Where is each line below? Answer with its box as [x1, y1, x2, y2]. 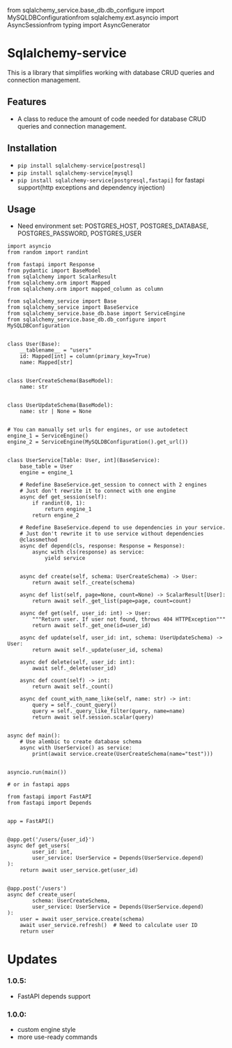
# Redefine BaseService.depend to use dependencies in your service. [20, 524, 226, 531]
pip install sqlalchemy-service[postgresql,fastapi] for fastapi [17, 175, 205, 184]
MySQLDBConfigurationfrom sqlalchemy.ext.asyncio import [7, 13, 179, 22]
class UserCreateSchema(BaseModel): [7, 378, 114, 385]
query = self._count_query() [32, 702, 117, 709]
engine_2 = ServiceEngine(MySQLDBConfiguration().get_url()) [7, 438, 189, 446]
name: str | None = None [20, 408, 92, 415]
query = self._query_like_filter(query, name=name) [32, 708, 186, 715]
